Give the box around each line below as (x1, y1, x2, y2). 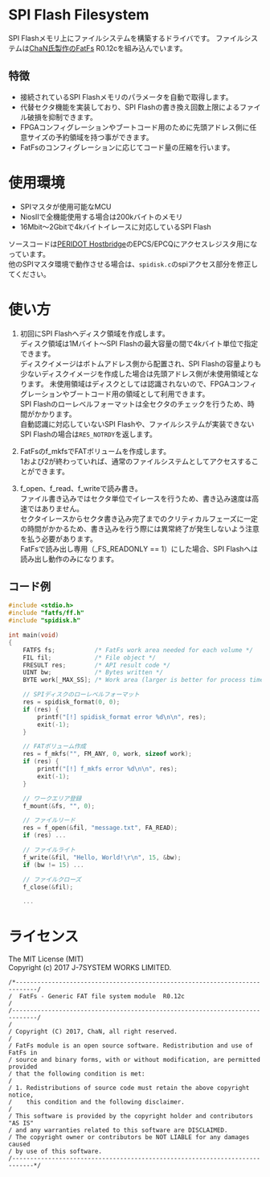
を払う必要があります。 (19, 534, 98, 543)
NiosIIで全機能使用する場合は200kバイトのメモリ (19, 212, 183, 221)
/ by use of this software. (8, 1147, 103, 1156)
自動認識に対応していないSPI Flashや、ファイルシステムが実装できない (19, 419, 255, 428)
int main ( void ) (8, 631, 59, 639)
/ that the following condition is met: (8, 1070, 146, 1078)
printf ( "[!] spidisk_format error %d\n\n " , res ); (37, 712, 207, 721)
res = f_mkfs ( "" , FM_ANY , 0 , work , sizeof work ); (22, 750, 193, 758)
